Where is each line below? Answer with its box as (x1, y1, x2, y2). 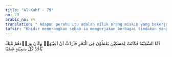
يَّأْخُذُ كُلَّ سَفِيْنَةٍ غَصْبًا (5, 46, 42, 52)
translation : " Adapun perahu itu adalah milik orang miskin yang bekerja (5, 21, 168, 27)
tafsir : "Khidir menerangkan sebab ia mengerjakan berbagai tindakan (5, 26, 157, 32)
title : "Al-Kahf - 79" (5, 7, 54, 13)
